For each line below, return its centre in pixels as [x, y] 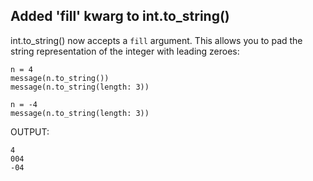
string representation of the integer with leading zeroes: [125, 51]
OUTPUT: [30, 131]
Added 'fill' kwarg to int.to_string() [120, 16]
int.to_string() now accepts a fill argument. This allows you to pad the [156, 40]
